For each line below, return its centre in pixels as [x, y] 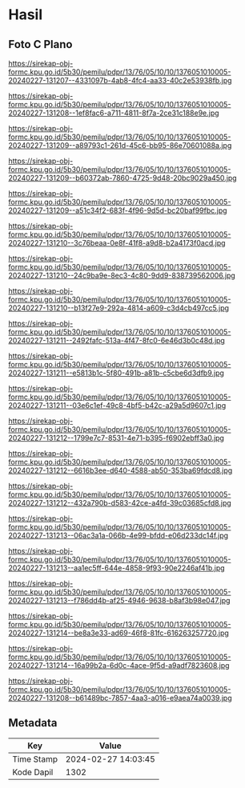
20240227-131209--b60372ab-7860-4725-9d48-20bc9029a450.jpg [123, 178]
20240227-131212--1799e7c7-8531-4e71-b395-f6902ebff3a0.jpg [116, 438]
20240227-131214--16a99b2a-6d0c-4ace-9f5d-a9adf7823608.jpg [119, 665]
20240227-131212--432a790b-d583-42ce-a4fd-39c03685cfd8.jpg [120, 503]
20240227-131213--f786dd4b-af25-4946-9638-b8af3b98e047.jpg [119, 600]
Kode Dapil [33, 772]
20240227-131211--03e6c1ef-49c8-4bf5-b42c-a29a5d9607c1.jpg [117, 405]
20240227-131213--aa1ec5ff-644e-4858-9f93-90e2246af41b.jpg [117, 568]
